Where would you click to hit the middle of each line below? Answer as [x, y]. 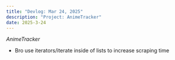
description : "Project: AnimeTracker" [54, 17]
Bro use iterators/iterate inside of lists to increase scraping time [92, 51]
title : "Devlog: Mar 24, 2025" [45, 11]
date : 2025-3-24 [26, 22]
